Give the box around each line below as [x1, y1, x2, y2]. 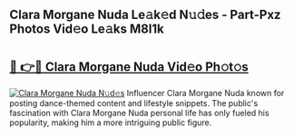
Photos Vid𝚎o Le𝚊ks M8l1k [9, 22, 165, 37]
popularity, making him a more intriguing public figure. [9, 117, 212, 128]
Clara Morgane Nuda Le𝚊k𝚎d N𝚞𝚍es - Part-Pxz [9, 7, 281, 23]
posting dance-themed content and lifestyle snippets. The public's [9, 98, 259, 108]
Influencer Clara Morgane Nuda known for [126, 88, 285, 98]
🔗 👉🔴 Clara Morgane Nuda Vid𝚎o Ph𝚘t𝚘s [9, 59, 249, 74]
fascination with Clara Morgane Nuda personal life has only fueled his [9, 108, 269, 118]
